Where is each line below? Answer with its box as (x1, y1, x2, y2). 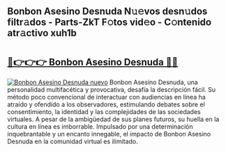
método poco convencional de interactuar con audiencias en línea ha (7, 93, 206, 101)
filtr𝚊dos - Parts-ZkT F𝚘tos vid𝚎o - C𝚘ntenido (7, 17, 211, 29)
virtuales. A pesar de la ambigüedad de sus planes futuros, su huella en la (7, 115, 220, 123)
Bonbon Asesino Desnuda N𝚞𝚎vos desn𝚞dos (7, 6, 208, 17)
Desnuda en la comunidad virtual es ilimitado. (7, 137, 138, 145)
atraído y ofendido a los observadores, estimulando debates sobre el (7, 100, 206, 109)
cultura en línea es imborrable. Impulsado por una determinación (7, 122, 193, 131)
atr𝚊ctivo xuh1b (7, 27, 77, 39)
